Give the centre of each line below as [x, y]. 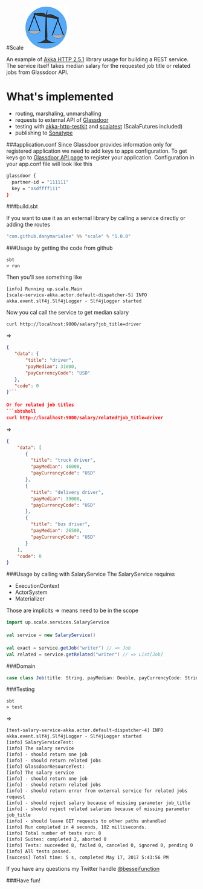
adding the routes [28, 225]
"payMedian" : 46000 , [56, 467]
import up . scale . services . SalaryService [58, 622]
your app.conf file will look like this [49, 164]
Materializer [30, 599]
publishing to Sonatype [44, 133]
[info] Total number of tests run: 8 [54, 833]
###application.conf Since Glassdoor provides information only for [89, 144]
